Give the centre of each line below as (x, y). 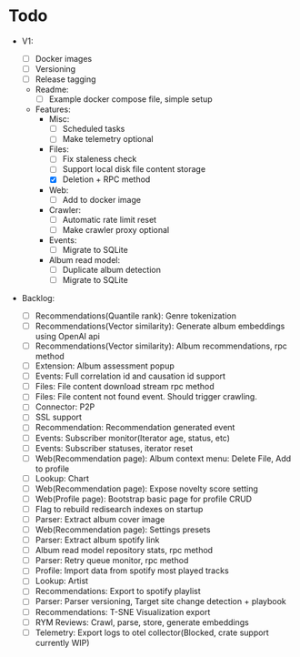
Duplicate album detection (111, 269)
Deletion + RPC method (106, 179)
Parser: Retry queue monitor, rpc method (112, 561)
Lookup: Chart (62, 478)
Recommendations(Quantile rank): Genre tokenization (136, 316)
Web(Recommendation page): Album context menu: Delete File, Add (163, 458)
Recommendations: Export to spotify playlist (118, 591)
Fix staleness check (100, 159)
